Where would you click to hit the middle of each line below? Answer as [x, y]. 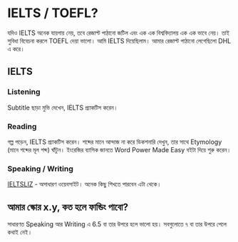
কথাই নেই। [20, 232]
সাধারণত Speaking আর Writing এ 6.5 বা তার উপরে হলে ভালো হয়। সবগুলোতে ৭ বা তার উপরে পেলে [117, 224]
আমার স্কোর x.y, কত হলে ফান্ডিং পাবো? [68, 207]
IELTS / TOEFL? [53, 13]
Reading [22, 126]
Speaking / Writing [40, 169]
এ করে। [16, 48]
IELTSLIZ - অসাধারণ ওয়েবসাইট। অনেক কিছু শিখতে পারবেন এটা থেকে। [84, 184]
